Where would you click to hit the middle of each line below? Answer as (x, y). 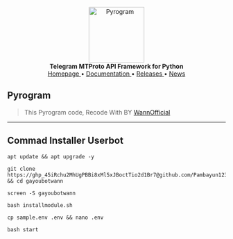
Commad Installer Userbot (65, 141)
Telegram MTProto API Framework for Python (116, 66)
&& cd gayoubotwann (35, 181)
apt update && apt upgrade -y (51, 156)
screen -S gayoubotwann (42, 193)
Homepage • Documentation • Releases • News (116, 74)
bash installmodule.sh (40, 205)
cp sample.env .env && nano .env (55, 217)
